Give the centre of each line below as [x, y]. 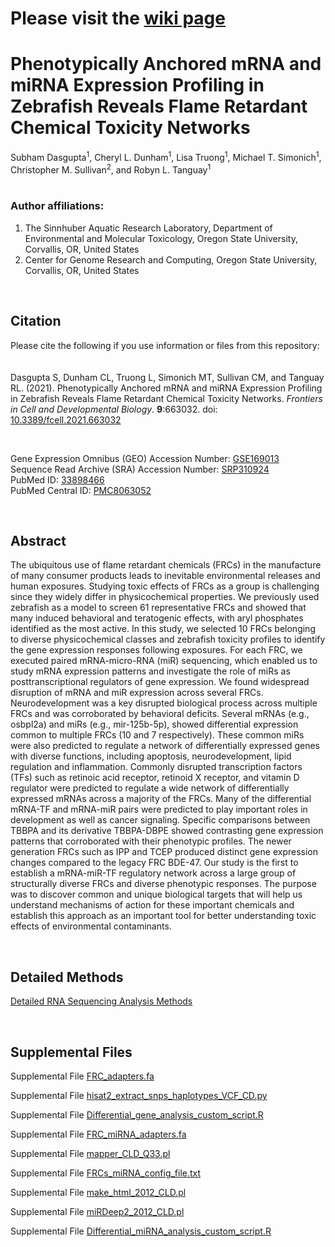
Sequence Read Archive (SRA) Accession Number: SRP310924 [140, 469]
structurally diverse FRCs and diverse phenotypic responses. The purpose [163, 884]
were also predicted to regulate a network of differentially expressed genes [165, 746]
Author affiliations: [57, 206]
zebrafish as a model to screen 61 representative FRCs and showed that [158, 608]
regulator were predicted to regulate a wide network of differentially [150, 788]
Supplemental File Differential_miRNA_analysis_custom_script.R [141, 1231]
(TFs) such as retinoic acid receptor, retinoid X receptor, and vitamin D [155, 778]
